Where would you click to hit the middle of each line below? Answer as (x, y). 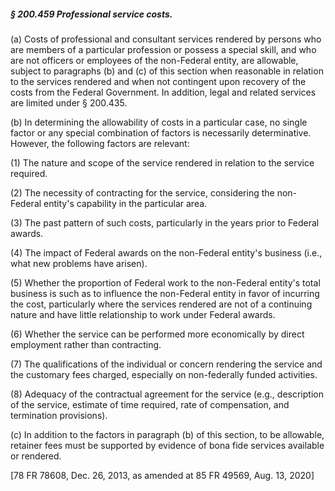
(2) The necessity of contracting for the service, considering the (142, 192)
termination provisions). (59, 415)
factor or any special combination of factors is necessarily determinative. (161, 132)
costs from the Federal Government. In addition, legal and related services (163, 92)
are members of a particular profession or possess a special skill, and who (163, 49)
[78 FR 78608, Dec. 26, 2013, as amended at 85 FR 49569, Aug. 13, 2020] (162, 475)
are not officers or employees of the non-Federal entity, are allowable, (154, 60)
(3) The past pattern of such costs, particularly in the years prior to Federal (165, 222)
